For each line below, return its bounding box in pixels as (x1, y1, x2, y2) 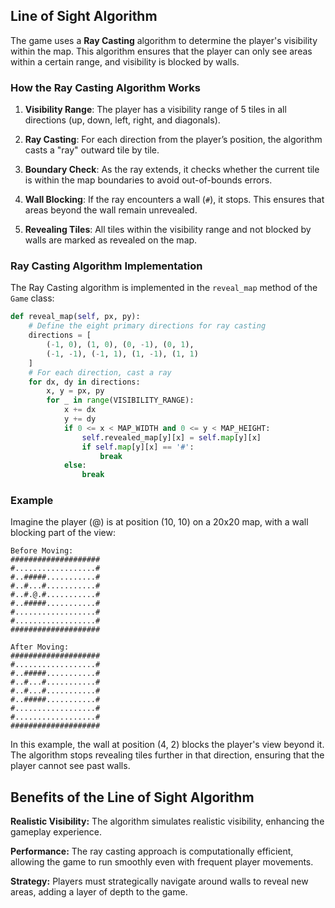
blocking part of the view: (10, 527, 116, 539)
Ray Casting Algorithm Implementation (10, 259, 203, 273)
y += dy (63, 414, 97, 424)
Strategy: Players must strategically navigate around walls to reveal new (10, 875, 309, 888)
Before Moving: (10, 546, 74, 556)
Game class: (10, 292, 55, 304)
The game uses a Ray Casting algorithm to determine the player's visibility (10, 34, 318, 46)
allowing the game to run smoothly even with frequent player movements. (10, 856, 314, 868)
